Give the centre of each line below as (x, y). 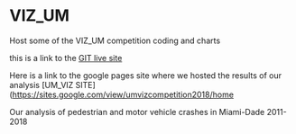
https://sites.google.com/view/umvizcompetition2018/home (123, 94)
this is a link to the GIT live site (66, 58)
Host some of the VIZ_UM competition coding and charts (115, 40)
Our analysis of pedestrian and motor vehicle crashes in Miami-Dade (137, 112)
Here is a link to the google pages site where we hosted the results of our (146, 75)
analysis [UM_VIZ (42, 85)
